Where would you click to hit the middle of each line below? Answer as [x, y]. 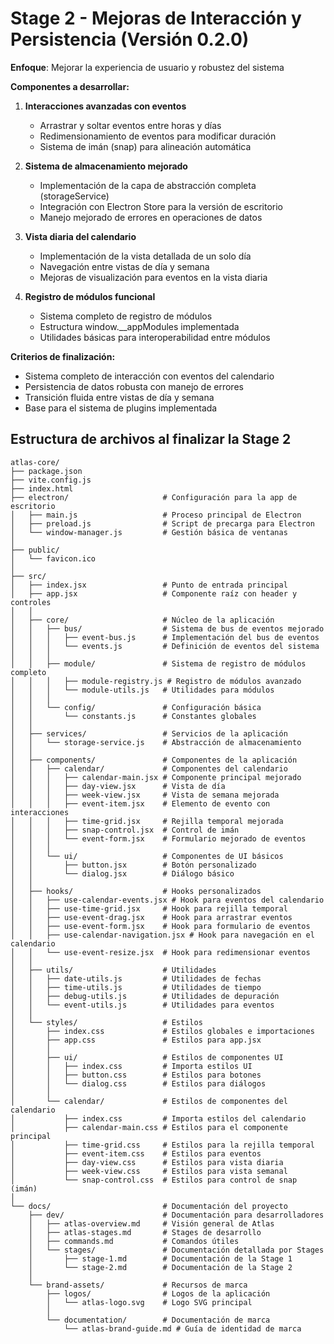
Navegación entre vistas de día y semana [124, 266]
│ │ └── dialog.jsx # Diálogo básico [122, 873]
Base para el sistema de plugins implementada [121, 408]
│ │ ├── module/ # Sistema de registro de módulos [158, 663]
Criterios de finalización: [63, 356]
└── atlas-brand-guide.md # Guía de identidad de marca [182, 1328]
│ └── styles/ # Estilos [106, 1022]
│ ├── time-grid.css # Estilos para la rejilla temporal [162, 1145]
